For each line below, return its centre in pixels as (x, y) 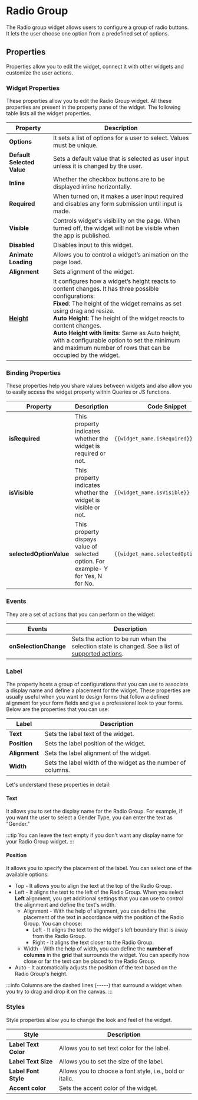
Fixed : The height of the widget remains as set (117, 304)
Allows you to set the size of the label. (111, 1061)
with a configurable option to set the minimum (116, 340)
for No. (84, 583)
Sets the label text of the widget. (89, 734)
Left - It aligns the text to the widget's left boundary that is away (110, 930)
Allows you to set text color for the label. (114, 1048)
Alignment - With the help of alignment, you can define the (95, 911)
